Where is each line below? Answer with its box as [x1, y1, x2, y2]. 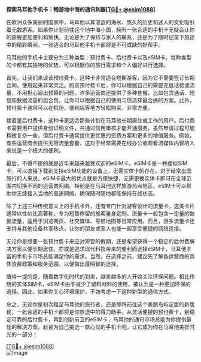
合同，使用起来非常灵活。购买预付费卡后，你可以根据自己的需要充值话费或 [6, 82, 190, 89]
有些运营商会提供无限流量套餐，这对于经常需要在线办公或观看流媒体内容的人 [6, 139, 195, 146]
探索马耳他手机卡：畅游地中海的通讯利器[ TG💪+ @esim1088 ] [6, 6, 156, 13]
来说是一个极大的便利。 [6, 147, 64, 154]
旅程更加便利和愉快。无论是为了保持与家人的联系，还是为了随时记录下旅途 [11, 34, 195, 41]
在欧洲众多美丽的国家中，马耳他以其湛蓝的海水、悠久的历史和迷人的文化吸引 [6, 19, 195, 26]
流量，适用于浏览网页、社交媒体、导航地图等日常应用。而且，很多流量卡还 [11, 217, 195, 225]
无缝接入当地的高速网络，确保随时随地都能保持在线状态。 [16, 190, 159, 197]
